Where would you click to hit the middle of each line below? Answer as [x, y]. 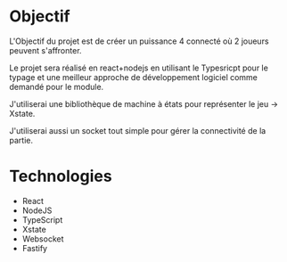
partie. [21, 140]
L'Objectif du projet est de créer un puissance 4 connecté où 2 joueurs [139, 41]
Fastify [34, 248]
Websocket [43, 239]
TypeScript [42, 219]
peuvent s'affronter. [45, 50]
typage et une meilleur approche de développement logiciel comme [134, 77]
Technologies [61, 176]
